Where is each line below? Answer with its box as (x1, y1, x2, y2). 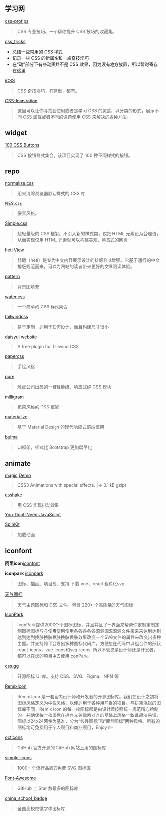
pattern (5, 273, 20, 280)
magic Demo (5, 472, 31, 479)
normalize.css (5, 180, 34, 186)
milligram (5, 394, 24, 400)
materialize (5, 414, 28, 420)
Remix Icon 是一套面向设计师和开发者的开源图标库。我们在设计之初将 (17, 694, 159, 700)
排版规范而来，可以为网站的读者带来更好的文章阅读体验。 (17, 263, 135, 270)
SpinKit (5, 521, 20, 527)
